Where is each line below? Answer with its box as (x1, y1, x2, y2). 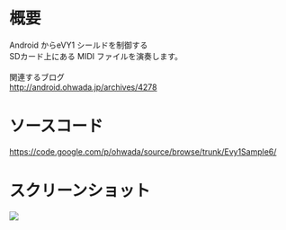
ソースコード (9, 116, 103, 137)
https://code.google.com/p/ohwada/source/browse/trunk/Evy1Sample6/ (9, 146, 277, 157)
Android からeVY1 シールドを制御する (9, 40, 148, 50)
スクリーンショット (9, 181, 151, 201)
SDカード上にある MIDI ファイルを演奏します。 (9, 50, 183, 61)
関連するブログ (9, 71, 65, 82)
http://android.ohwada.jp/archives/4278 (9, 82, 157, 93)
